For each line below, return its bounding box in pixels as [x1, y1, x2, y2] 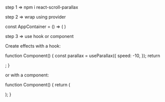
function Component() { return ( [5, 82, 71, 87]
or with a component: [5, 72, 49, 78]
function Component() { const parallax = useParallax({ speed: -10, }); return [5, 52, 161, 58]
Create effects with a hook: [5, 43, 61, 49]
